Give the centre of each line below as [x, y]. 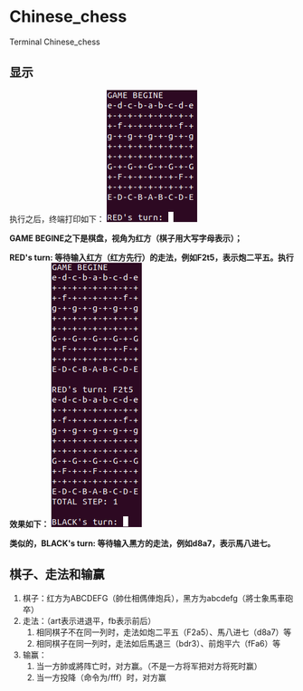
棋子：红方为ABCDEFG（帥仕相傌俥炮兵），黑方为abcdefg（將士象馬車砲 [158, 598]
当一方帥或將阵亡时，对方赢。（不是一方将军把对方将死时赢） [149, 666]
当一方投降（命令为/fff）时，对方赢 [101, 677]
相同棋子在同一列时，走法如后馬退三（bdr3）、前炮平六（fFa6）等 [158, 643]
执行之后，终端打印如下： [57, 218]
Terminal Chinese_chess [55, 42]
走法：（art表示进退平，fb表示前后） [89, 620]
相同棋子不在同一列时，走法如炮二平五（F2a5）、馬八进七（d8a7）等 [164, 632]
